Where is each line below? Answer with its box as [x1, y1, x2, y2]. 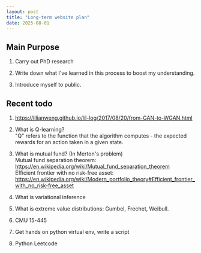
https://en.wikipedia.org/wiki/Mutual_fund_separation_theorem [14, 163, 170, 170]
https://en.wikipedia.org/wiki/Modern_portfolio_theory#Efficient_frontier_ [14, 176, 195, 182]
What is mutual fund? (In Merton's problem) [14, 150, 123, 157]
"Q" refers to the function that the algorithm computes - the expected [14, 132, 187, 139]
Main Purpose [6, 42, 60, 52]
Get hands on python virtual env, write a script [14, 228, 130, 235]
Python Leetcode [14, 240, 58, 247]
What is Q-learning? [14, 126, 65, 133]
